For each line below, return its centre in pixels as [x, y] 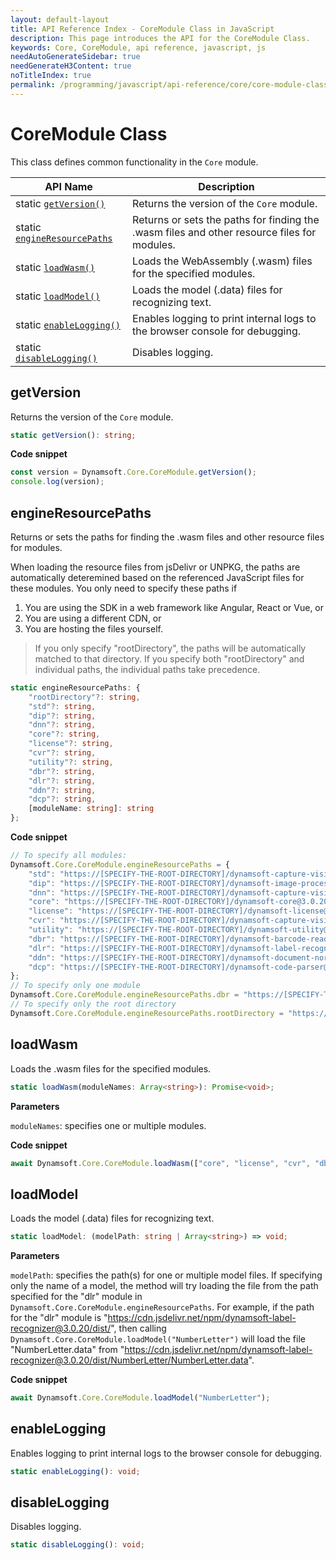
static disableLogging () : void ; [77, 1545]
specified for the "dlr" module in [76, 1297]
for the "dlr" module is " [59, 1318]
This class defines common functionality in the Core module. [134, 162]
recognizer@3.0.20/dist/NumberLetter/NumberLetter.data [129, 1360]
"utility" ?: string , [71, 762]
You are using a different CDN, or [93, 618]
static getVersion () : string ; [73, 435]
